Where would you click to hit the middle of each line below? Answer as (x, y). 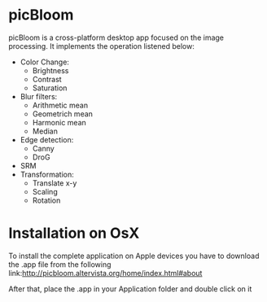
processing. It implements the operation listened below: (102, 46)
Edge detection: (47, 139)
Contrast (47, 79)
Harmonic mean (59, 122)
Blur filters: (39, 96)
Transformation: (47, 174)
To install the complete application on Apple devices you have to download (134, 256)
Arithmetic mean (60, 105)
